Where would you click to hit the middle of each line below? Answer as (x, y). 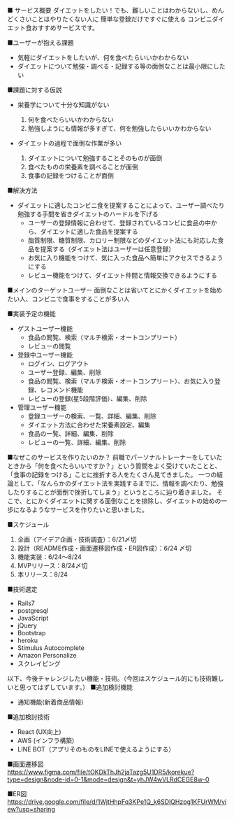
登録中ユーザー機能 (45, 355)
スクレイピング (39, 664)
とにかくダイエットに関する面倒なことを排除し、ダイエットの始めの (123, 501)
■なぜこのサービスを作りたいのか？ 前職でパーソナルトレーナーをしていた (115, 457)
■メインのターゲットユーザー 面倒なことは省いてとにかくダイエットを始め (115, 290)
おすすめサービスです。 (65, 28)
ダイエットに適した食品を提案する (89, 232)
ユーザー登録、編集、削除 (65, 372)
